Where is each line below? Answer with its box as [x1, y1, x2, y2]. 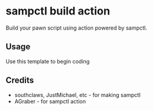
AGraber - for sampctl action [14, 98, 86, 105]
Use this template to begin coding [5, 57, 90, 65]
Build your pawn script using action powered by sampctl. [5, 24, 148, 31]
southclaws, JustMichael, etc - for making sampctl [14, 91, 141, 98]
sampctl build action [5, 4, 110, 18]
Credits [5, 75, 34, 86]
